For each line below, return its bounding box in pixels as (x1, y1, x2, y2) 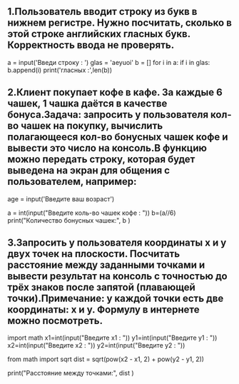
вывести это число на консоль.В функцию (7, 142, 207, 154)
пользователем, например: (7, 176, 137, 188)
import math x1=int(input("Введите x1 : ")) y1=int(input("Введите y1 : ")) (7, 333, 218, 342)
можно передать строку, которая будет (7, 153, 195, 166)
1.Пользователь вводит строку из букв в (7, 6, 198, 18)
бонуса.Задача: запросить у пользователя (7, 108, 209, 121)
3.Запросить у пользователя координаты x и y (7, 237, 227, 249)
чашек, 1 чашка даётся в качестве (7, 98, 168, 110)
